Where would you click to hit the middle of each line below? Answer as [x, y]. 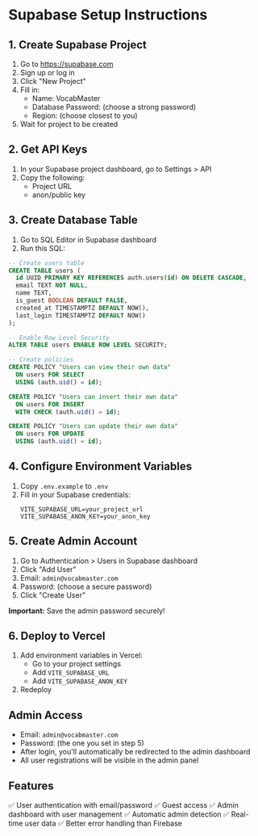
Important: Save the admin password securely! [87, 611]
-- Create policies [41, 360]
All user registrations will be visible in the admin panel [109, 760]
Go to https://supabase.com [67, 64]
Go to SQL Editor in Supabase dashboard [88, 239]
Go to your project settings [77, 664]
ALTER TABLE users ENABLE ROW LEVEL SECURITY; [88, 345]
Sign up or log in [47, 73]
